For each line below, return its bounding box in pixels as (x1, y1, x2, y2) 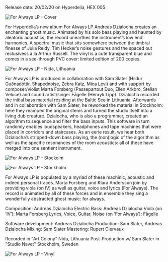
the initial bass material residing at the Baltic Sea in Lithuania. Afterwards (5, 97, 156, 103)
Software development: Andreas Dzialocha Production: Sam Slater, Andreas (5, 221, 162, 226)
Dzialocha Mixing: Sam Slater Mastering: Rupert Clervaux (5, 226, 124, 232)
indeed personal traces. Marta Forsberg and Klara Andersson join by (5, 180, 147, 185)
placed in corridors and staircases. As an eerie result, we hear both (5, 129, 145, 135)
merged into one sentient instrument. (5, 145, 82, 151)
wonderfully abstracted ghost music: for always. (5, 196, 106, 202)
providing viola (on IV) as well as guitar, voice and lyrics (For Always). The (5, 185, 158, 191)
